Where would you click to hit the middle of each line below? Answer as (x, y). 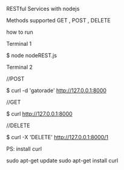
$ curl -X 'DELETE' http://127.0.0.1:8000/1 (57, 137)
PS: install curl (24, 149)
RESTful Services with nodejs (43, 9)
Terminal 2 (20, 67)
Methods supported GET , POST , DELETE (58, 20)
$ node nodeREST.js (32, 55)
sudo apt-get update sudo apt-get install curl (62, 160)
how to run (20, 32)
